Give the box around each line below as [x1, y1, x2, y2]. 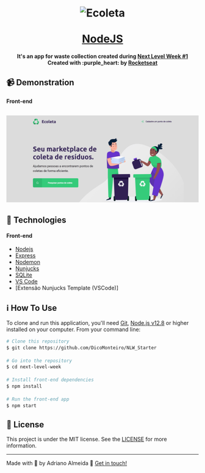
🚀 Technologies [6, 215, 67, 225]
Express [15, 252, 36, 259]
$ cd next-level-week [6, 364, 62, 370]
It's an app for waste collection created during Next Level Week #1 [17, 52, 188, 60]
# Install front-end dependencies [6, 377, 95, 383]
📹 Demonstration [6, 77, 74, 88]
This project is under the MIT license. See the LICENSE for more [6, 436, 168, 443]
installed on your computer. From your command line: [6, 325, 141, 333]
